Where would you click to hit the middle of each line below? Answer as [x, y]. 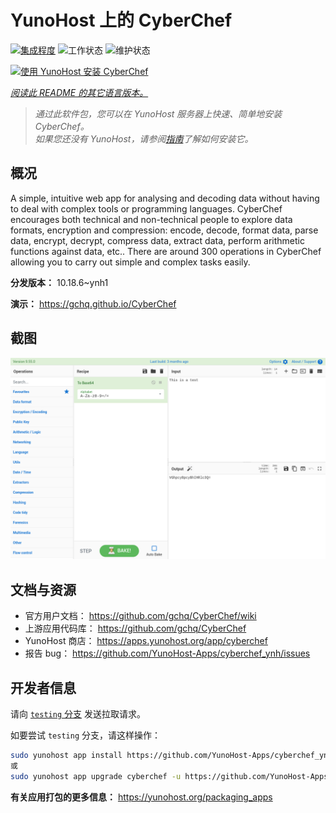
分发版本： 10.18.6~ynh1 [59, 282]
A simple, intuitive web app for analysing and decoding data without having [165, 198]
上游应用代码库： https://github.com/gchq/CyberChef [135, 628]
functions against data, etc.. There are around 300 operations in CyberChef [166, 251]
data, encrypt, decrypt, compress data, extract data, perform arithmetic [157, 240]
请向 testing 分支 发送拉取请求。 [78, 714]
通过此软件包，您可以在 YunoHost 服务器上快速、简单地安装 [158, 113]
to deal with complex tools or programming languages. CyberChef [146, 208]
